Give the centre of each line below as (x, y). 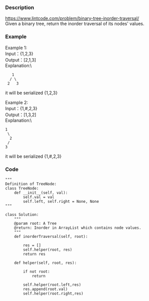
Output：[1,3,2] (21, 115)
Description (20, 8)
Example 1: (16, 48)
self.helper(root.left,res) (52, 284)
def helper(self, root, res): (46, 263)
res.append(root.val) (46, 289)
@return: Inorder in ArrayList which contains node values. (78, 228)
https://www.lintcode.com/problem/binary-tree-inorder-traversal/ (72, 19)
